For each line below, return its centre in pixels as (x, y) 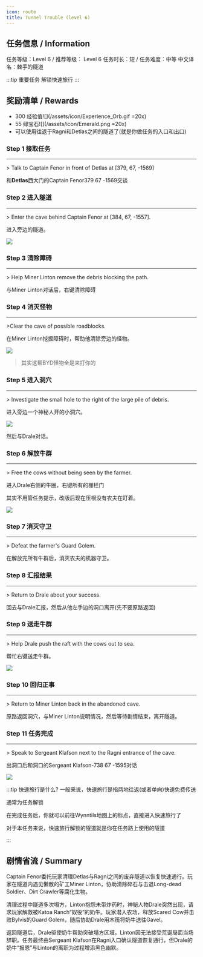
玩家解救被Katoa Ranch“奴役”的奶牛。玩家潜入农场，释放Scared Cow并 (100, 912)
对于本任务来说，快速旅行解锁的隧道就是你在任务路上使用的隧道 (85, 828)
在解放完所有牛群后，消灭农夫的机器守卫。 (59, 558)
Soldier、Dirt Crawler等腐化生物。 (49, 892)
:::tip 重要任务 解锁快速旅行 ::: (43, 80)
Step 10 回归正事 (31, 684)
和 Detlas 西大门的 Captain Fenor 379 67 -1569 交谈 (67, 180)
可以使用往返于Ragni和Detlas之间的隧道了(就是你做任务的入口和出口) (101, 131)
